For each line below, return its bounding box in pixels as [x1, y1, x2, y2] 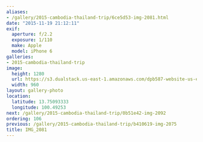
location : [6, 93, 31, 99]
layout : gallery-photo [6, 88, 63, 94]
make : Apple [11, 43, 42, 49]
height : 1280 [11, 71, 45, 77]
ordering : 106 [6, 115, 42, 121]
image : [6, 65, 23, 71]
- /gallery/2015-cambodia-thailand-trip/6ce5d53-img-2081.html [6, 15, 169, 21]
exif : [6, 25, 20, 32]
